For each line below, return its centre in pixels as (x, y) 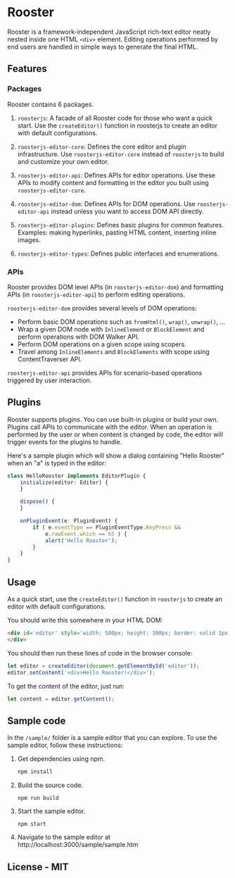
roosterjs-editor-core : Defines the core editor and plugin (102, 146)
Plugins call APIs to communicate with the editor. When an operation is (110, 427)
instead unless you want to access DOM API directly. (127, 211)
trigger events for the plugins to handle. (65, 441)
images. (29, 239)
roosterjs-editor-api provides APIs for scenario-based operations (105, 372)
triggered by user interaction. (50, 380)
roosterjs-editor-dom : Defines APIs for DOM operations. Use (106, 203)
